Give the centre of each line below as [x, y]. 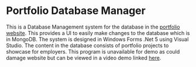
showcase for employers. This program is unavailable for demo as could [93, 51]
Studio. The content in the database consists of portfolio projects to [87, 45]
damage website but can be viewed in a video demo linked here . [84, 58]
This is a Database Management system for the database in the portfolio [93, 27]
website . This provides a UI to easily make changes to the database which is [98, 33]
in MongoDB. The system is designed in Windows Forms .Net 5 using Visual [97, 39]
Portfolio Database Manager [76, 11]
